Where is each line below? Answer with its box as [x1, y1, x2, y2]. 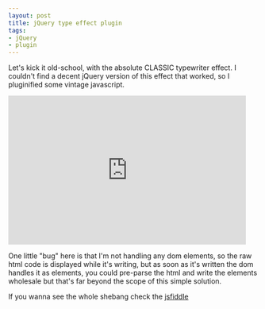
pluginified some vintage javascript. [8, 80, 125, 90]
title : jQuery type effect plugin [8, 19, 123, 27]
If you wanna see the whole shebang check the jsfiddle [8, 292, 189, 302]
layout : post [8, 11, 52, 20]
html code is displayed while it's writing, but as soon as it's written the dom [8, 260, 254, 269]
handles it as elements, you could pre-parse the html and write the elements [8, 268, 258, 278]
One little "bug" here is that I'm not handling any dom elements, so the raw [8, 251, 252, 261]
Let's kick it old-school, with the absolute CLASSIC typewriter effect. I [8, 63, 236, 72]
